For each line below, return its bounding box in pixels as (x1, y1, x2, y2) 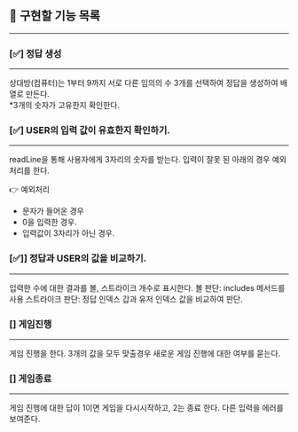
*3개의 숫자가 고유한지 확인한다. (9, 100, 120, 111)
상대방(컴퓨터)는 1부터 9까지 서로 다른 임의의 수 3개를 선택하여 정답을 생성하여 (9, 78, 278, 89)
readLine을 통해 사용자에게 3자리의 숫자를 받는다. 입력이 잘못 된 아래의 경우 (9, 154, 271, 165)
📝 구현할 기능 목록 (9, 8, 100, 24)
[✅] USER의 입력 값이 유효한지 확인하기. (9, 124, 171, 137)
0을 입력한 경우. (21, 216, 77, 228)
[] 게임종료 (9, 372, 52, 384)
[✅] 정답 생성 (9, 47, 62, 59)
